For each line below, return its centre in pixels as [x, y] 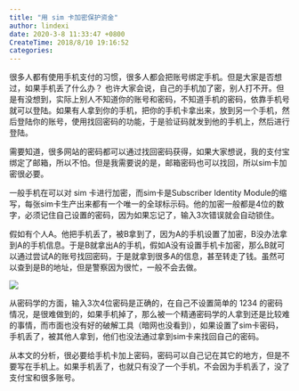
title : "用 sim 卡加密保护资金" [64, 17]
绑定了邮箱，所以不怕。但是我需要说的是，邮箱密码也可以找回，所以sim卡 [145, 163]
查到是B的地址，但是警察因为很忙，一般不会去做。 [109, 267]
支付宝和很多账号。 [44, 378]
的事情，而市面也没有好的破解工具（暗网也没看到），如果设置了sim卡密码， [146, 325]
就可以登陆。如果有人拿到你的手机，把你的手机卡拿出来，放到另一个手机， [145, 110]
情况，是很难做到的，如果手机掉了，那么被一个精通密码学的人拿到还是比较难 [149, 314]
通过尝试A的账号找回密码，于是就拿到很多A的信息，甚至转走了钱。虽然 [147, 257]
